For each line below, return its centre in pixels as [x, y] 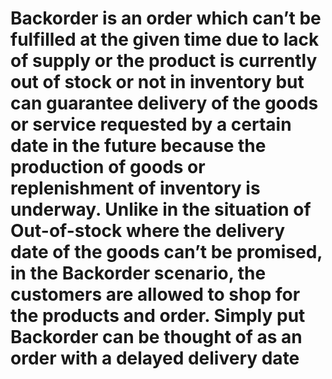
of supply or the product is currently [164, 61]
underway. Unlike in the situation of [161, 209]
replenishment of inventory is [135, 188]
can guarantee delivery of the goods [164, 103]
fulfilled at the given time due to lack [165, 39]
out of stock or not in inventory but [157, 82]
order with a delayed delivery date [155, 358]
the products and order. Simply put [158, 316]
